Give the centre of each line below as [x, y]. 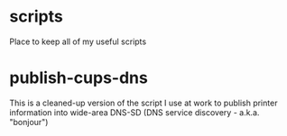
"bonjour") [29, 122]
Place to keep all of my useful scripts [78, 41]
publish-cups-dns [79, 78]
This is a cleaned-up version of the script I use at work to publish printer [143, 103]
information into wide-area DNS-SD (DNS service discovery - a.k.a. [134, 112]
